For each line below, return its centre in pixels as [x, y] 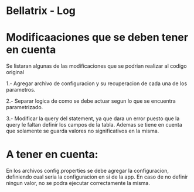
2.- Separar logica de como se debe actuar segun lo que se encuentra [91, 101]
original [15, 72]
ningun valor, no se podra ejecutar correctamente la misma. [78, 183]
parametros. [21, 90]
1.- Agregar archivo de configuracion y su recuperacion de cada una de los [97, 83]
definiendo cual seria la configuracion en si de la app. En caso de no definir [97, 177]
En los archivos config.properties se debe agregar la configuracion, [87, 171]
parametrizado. [25, 107]
